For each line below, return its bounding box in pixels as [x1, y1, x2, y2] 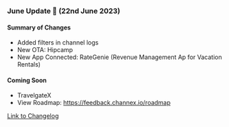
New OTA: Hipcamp [17, 46, 74, 54]
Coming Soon [7, 76, 47, 84]
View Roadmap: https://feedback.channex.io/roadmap [17, 99, 171, 107]
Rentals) [17, 60, 41, 69]
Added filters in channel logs [17, 38, 99, 47]
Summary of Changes [7, 23, 71, 32]
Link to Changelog [7, 112, 59, 120]
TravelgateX [17, 91, 52, 100]
